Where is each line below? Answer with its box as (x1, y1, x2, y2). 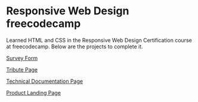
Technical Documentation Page (6, 78, 83, 85)
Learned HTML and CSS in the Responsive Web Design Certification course (6, 36, 192, 44)
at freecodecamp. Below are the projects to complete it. (6, 43, 143, 50)
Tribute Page (6, 66, 38, 73)
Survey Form (6, 54, 38, 61)
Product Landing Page (6, 89, 61, 96)
